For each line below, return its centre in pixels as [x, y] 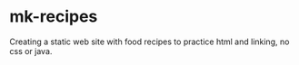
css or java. [31, 51]
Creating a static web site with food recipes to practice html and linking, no [149, 42]
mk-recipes [54, 17]
